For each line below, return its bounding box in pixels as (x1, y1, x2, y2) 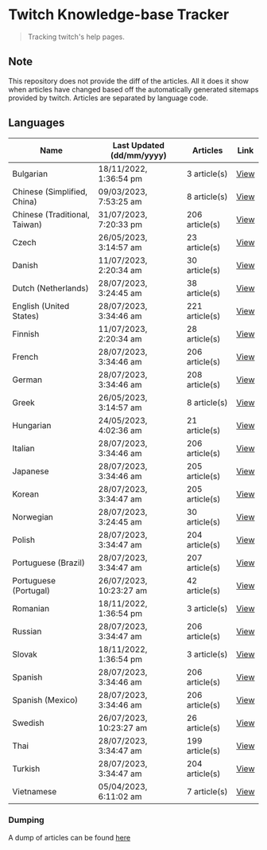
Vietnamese (12, 786, 57, 797)
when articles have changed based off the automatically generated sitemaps (8, 84, 259, 94)
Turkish (12, 762, 41, 774)
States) (12, 310, 40, 322)
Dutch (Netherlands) (12, 283, 89, 294)
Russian (12, 626, 42, 637)
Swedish (12, 717, 44, 728)
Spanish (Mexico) (12, 694, 78, 705)
